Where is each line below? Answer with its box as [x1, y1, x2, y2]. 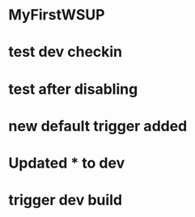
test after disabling [8, 79, 138, 98]
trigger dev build [8, 191, 123, 210]
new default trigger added [8, 117, 188, 135]
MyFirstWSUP [8, 6, 105, 24]
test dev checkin [8, 43, 123, 62]
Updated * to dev [8, 154, 125, 172]
